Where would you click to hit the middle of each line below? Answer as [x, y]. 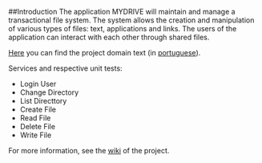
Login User [38, 84]
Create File [38, 109]
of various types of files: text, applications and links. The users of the [123, 29]
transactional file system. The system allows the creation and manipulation [131, 20]
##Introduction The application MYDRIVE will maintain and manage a [122, 12]
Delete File [38, 126]
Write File [36, 135]
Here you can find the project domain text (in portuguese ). [105, 53]
